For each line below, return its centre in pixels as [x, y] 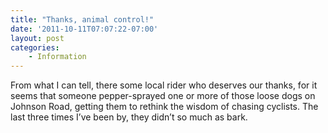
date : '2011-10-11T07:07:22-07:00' [84, 29]
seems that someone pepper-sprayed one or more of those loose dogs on [163, 96]
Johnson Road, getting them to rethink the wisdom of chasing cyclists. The [164, 107]
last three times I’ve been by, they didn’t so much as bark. [129, 117]
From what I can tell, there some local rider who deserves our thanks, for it [164, 85]
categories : [35, 47]
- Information [57, 57]
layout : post [37, 38]
